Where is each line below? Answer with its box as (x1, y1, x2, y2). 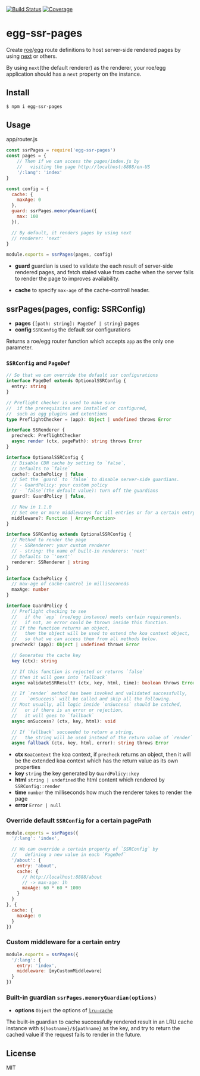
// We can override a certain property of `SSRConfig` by (11, 846, 159, 852)
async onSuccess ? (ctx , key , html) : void (11, 718, 116, 724)
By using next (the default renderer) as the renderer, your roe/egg (6, 64, 166, 71)
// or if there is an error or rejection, (11, 707, 124, 714)
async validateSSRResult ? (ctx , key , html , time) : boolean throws (11, 680, 180, 686)
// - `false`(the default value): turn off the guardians (11, 488, 159, 494)
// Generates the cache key (11, 653, 82, 659)
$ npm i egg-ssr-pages (6, 103, 62, 110)
